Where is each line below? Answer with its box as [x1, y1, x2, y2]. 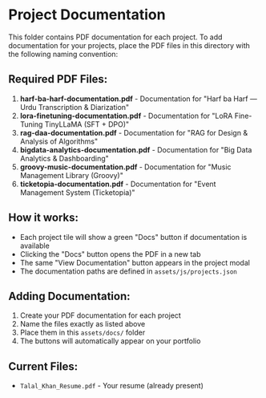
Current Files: [8, 359, 79, 373]
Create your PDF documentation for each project [19, 311, 182, 320]
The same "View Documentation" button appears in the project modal [19, 258, 251, 267]
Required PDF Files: [8, 72, 108, 86]
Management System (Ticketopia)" [19, 187, 135, 197]
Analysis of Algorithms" [19, 136, 99, 146]
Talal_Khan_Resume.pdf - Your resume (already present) [19, 381, 204, 391]
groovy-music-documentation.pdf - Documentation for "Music [19, 162, 232, 172]
